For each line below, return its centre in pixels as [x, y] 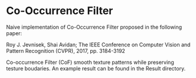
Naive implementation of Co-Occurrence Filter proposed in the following [94, 27]
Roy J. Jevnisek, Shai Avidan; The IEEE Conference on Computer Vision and [98, 45]
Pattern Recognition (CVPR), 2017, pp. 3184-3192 [66, 50]
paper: [14, 33]
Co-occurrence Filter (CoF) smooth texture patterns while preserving [90, 62]
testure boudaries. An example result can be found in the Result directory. [96, 68]
